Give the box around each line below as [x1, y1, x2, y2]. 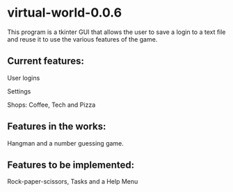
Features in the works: [7, 121, 106, 132]
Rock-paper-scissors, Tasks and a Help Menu [7, 177, 138, 186]
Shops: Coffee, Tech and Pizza [7, 101, 96, 109]
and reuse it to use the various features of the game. [7, 35, 158, 43]
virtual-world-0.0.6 [7, 5, 122, 21]
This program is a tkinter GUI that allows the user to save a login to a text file [7, 28, 226, 36]
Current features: [7, 55, 85, 67]
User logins [7, 73, 40, 82]
